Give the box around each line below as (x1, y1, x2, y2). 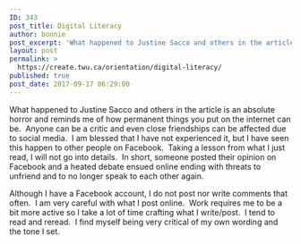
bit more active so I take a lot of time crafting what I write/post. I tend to (9, 206, 276, 217)
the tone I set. (9, 225, 61, 237)
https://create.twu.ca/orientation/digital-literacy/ (17, 63, 222, 72)
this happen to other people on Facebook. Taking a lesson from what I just (9, 142, 286, 153)
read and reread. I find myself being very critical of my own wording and (9, 216, 279, 227)
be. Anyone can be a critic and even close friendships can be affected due (9, 122, 287, 134)
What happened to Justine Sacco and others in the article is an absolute (9, 104, 276, 114)
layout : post (9, 46, 58, 55)
